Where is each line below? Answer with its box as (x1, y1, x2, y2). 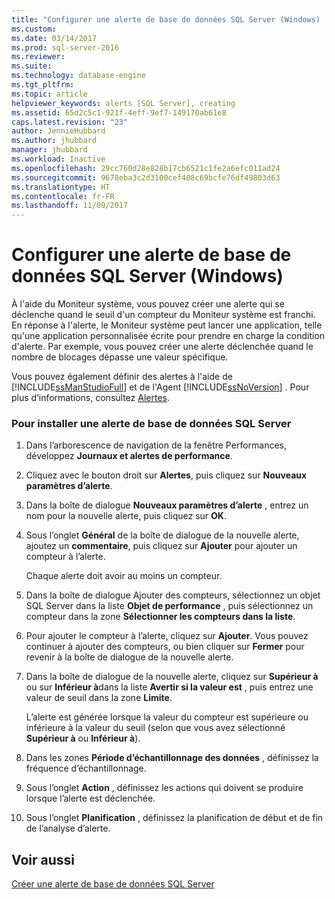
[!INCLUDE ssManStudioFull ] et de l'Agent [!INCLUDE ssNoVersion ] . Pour (11, 381, 310, 393)
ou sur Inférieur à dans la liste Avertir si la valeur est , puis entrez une (25, 681, 314, 693)
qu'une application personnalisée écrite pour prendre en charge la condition (11, 330, 326, 342)
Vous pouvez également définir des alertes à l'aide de (11, 371, 233, 383)
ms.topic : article (11, 89, 88, 99)
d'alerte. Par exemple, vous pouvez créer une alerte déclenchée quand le (11, 341, 314, 353)
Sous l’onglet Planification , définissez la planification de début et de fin (25, 812, 324, 824)
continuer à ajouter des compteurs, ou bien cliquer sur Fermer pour (25, 641, 305, 653)
